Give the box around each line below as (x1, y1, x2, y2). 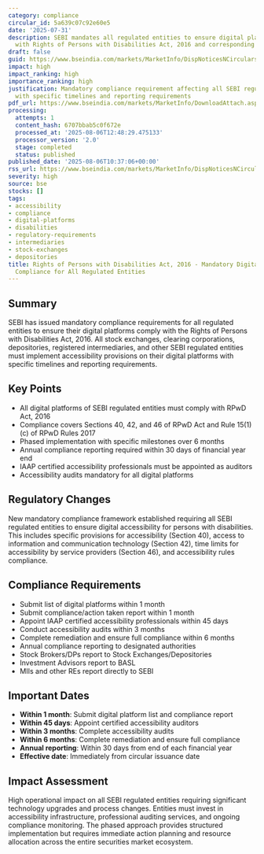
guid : (8, 56, 26, 64)
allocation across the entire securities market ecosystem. (8, 837, 193, 847)
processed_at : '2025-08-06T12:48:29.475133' (15, 128, 163, 136)
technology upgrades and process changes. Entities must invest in (8, 804, 224, 813)
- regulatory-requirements (8, 231, 97, 239)
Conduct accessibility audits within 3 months (19, 624, 165, 634)
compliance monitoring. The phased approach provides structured (8, 820, 224, 830)
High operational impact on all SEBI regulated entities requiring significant (8, 796, 247, 805)
